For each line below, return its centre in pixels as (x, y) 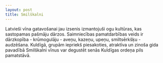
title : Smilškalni (24, 14)
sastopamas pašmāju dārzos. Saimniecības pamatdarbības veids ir (74, 34)
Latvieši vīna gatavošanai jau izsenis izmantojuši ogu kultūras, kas (73, 28)
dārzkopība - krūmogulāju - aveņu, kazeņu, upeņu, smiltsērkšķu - (73, 39)
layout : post (19, 10)
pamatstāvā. (18, 55)
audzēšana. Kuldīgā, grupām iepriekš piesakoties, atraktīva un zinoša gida (82, 44)
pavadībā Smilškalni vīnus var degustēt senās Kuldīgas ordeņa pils (74, 50)
